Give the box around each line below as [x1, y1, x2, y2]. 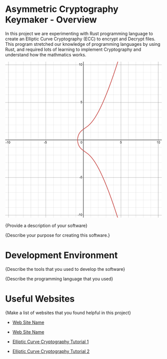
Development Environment [5, 250, 118, 261]
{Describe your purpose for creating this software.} [5, 233, 110, 239]
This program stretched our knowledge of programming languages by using [5, 41, 161, 47]
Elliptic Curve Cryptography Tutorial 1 [12, 339, 89, 345]
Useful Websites [5, 293, 75, 305]
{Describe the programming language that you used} [5, 275, 113, 282]
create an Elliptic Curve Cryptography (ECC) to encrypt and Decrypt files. [5, 36, 156, 42]
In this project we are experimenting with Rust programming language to [5, 30, 153, 36]
